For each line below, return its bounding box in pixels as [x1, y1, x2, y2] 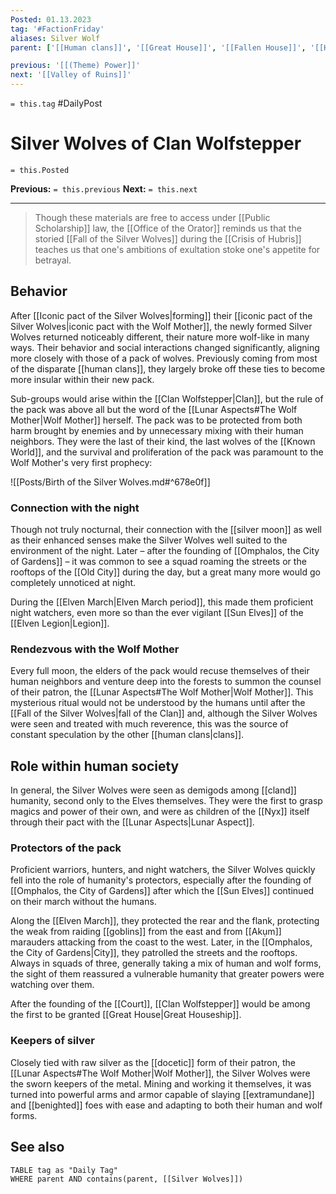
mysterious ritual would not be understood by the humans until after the [10, 697, 306, 709]
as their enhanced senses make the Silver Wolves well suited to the [10, 534, 288, 546]
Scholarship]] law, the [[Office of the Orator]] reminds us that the [34, 222, 302, 234]
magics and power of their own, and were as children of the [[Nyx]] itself [10, 806, 310, 818]
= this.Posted [10, 165, 70, 175]
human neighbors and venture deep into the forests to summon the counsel [10, 676, 322, 688]
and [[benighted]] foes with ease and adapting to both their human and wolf [10, 1099, 323, 1111]
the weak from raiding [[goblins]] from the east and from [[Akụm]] [10, 926, 282, 938]
